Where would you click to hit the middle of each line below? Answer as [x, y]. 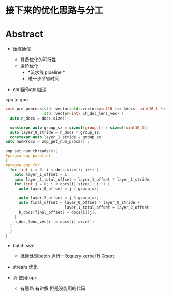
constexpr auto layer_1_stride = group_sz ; [56, 137]
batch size [23, 245]
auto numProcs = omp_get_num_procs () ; [48, 142]
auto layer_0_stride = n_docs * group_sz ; [55, 132]
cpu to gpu [17, 100]
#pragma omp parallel [28, 156]
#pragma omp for [22, 165]
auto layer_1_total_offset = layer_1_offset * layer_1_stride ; [83, 179]
